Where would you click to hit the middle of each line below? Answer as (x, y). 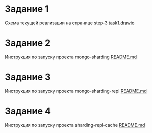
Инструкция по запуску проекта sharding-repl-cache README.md (75, 125)
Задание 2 (28, 43)
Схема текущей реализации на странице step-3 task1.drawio (70, 23)
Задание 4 (28, 111)
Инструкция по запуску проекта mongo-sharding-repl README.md (76, 91)
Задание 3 (28, 77)
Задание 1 (27, 9)
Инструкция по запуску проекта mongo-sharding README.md (71, 57)
